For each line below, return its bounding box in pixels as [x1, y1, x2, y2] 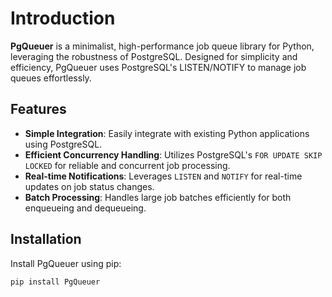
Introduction [10, 7, 116, 30]
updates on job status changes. [24, 180, 155, 192]
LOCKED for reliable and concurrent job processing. [24, 159, 231, 171]
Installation [10, 231, 82, 248]
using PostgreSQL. [24, 138, 103, 150]
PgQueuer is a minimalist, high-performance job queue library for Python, [10, 40, 315, 52]
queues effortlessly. [10, 72, 92, 84]
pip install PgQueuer [10, 277, 101, 287]
